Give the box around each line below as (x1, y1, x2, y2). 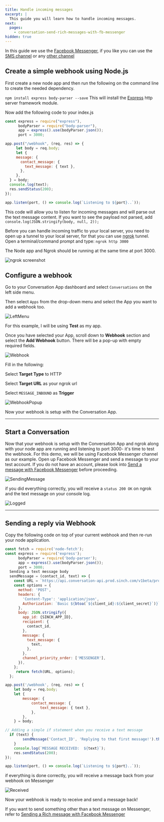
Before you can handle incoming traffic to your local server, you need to (5, 228, 150, 233)
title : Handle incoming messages (5, 7, 73, 12)
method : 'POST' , (18, 587, 51, 592)
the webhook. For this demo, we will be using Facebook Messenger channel (5, 451, 158, 457)
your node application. (5, 537, 50, 543)
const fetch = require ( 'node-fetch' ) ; (5, 547, 84, 551)
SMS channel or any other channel (5, 53, 75, 59)
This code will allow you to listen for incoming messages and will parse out (5, 209, 155, 215)
